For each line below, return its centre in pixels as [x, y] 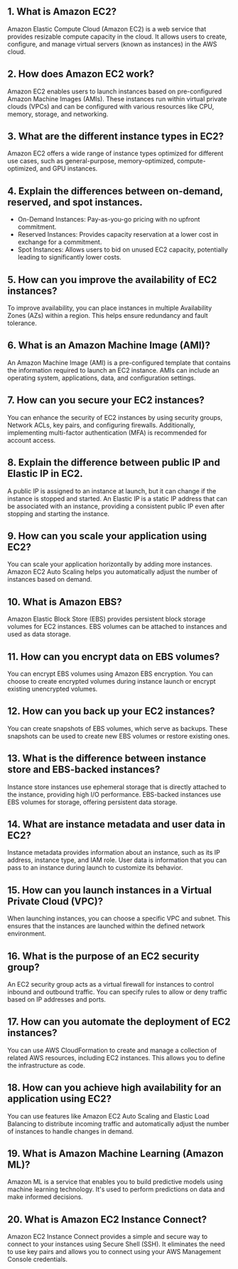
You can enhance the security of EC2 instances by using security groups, [115, 417]
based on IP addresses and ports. [57, 1000]
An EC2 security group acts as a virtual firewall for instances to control [111, 984]
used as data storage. [39, 634]
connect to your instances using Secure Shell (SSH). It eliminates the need [116, 1244]
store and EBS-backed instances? [84, 770]
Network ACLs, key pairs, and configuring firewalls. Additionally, [101, 425]
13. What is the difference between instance [107, 759]
